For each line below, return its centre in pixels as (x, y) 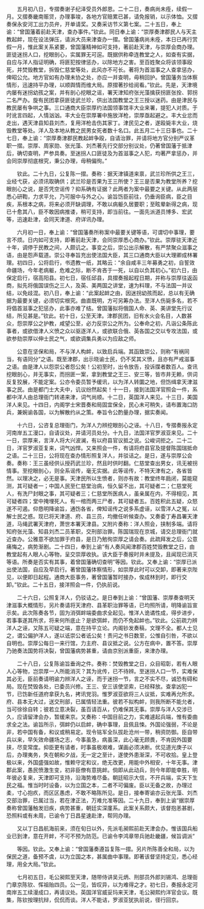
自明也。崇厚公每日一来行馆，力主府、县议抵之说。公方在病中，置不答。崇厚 (102, 643)
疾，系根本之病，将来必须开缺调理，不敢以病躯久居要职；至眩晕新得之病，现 (102, 204)
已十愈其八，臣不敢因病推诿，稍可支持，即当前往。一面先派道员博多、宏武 (99, 212)
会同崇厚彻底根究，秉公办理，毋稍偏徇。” (57, 161)
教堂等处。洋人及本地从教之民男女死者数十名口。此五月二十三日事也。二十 (104, 130)
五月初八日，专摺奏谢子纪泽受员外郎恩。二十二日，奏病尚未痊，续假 (102, 9)
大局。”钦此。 (43, 864)
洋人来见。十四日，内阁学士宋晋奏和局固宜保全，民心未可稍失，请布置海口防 (102, 405)
